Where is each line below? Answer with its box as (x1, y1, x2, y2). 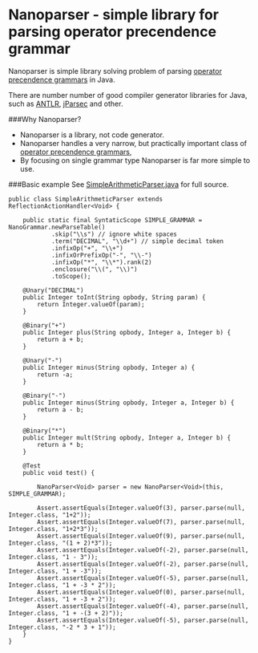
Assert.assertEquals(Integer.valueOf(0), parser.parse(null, (37, 588, 246, 596)
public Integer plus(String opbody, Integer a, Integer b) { (22, 328, 231, 336)
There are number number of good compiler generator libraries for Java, (8, 90, 248, 99)
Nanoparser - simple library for (8, 6, 219, 24)
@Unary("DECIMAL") (22, 286, 84, 294)
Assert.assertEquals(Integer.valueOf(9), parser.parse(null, (37, 532, 246, 540)
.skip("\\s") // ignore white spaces (50, 230, 178, 238)
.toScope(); (50, 272, 91, 280)
